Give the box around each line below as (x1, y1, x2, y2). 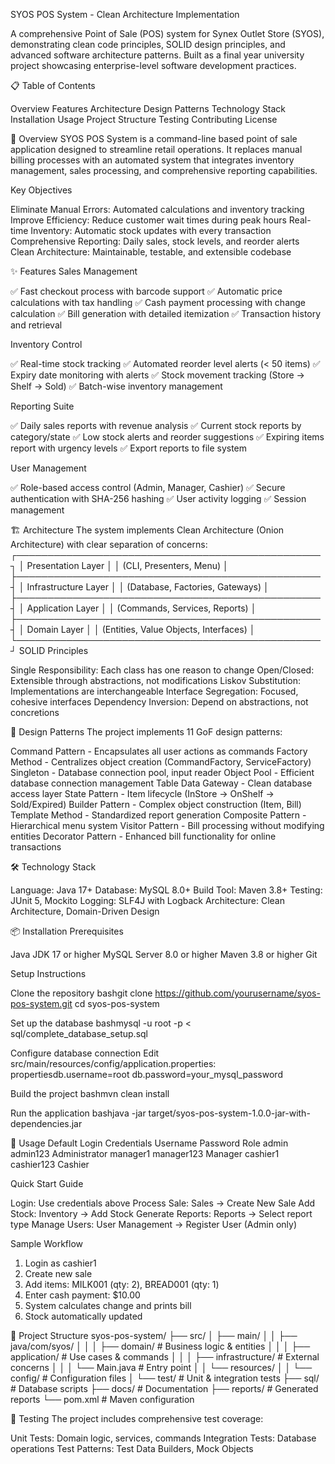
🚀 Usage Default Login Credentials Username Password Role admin (10, 1137, 289, 1149)
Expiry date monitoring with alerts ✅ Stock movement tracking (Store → (10, 369, 305, 381)
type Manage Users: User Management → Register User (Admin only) (10, 1219, 298, 1230)
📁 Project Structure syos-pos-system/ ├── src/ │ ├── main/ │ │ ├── (10, 1330, 298, 1341)
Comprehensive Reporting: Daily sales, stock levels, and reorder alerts (10, 235, 300, 247)
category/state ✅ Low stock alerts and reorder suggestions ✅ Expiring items (10, 431, 325, 443)
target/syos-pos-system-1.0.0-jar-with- (148, 1107, 311, 1119)
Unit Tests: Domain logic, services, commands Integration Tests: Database (10, 1432, 317, 1444)
